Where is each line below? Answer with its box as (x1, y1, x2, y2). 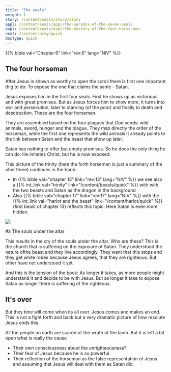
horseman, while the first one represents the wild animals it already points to (5, 130, 165, 137)
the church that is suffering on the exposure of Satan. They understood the (5, 243, 163, 250)
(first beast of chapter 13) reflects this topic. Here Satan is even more (12, 203, 158, 209)
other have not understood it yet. (5, 259, 74, 265)
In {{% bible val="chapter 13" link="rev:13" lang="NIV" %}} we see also (12, 176, 163, 182)
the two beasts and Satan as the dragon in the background (12, 187, 136, 193)
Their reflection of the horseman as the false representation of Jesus (12, 355, 158, 362)
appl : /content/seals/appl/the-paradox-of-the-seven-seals (5, 21, 133, 27)
